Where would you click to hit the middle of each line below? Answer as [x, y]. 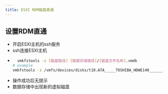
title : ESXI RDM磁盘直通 [29, 10]
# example [23, 65]
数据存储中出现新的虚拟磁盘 [41, 87]
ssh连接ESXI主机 [30, 50]
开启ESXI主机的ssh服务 [36, 44]
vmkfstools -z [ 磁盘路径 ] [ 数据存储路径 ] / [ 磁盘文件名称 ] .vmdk [77, 61]
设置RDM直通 [26, 31]
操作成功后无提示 [30, 80]
